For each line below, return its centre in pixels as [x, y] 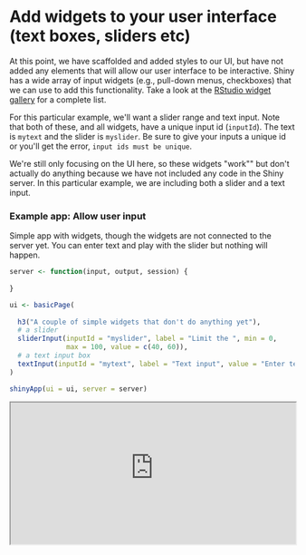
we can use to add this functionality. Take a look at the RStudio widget [140, 90]
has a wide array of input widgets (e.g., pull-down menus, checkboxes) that [150, 80]
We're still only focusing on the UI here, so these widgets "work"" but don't [149, 163]
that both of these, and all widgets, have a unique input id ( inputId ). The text [153, 127]
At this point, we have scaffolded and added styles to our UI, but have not [146, 61]
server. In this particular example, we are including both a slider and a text [147, 182]
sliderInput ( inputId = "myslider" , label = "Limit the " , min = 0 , [148, 339]
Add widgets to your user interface [143, 17]
